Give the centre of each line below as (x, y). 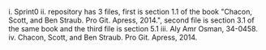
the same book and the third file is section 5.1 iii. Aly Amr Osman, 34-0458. (133, 29)
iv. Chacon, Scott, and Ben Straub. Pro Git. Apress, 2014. (103, 37)
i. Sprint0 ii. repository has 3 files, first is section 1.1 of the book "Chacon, (131, 12)
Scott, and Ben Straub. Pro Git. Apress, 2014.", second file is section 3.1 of (131, 20)
